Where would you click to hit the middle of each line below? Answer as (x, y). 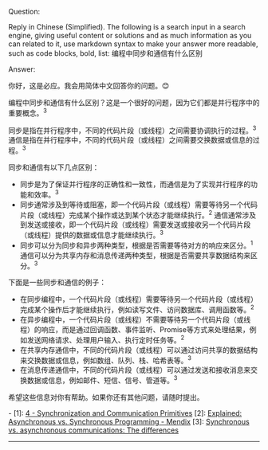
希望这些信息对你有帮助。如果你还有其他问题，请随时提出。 (106, 397)
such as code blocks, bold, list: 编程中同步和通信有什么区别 (106, 53)
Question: (24, 12)
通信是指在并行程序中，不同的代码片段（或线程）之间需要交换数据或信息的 (130, 140)
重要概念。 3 (28, 112)
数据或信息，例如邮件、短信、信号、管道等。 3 (102, 380)
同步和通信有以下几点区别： (54, 167)
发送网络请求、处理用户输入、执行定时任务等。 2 (106, 339)
